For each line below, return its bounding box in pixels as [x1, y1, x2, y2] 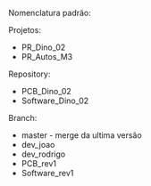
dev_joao [21, 140, 55, 150]
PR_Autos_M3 [21, 52, 73, 61]
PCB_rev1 [21, 158, 57, 168]
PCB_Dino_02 [21, 86, 72, 96]
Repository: [8, 69, 51, 79]
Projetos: [8, 25, 42, 35]
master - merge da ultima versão [21, 130, 142, 141]
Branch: [8, 113, 38, 123]
